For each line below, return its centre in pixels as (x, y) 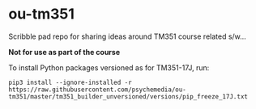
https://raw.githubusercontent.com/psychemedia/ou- (97, 90)
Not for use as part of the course (64, 52)
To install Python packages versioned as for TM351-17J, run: (109, 67)
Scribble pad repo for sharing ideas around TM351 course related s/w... (128, 36)
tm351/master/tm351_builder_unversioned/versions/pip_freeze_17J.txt (128, 96)
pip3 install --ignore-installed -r (70, 82)
